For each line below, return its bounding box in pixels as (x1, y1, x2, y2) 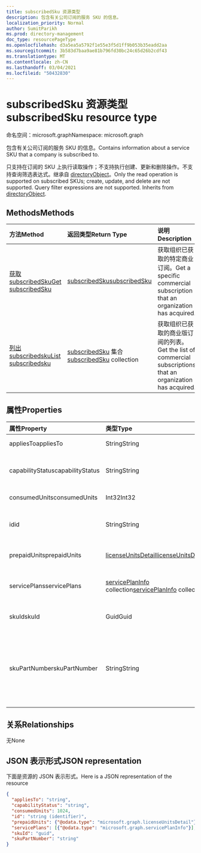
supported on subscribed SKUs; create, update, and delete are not (6, 177, 170, 185)
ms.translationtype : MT (6, 53, 66, 59)
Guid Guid (105, 612, 132, 620)
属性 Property (9, 424, 47, 432)
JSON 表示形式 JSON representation (6, 756, 142, 766)
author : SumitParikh (6, 25, 58, 32)
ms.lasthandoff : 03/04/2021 (6, 64, 77, 71)
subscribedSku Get (9, 278, 62, 285)
